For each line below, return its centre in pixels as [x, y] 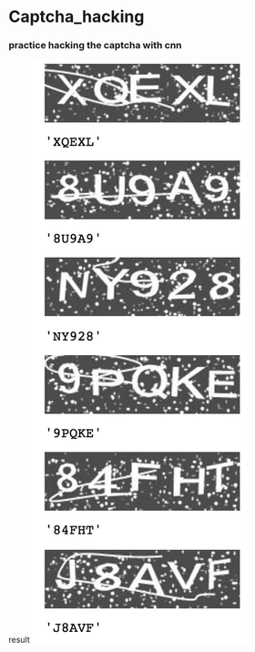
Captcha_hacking [76, 17]
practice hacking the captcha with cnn [96, 46]
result [20, 640]
